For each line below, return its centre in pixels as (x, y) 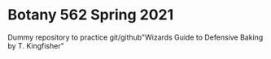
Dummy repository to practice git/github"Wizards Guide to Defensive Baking (135, 37)
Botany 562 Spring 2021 (91, 15)
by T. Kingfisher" (36, 45)
